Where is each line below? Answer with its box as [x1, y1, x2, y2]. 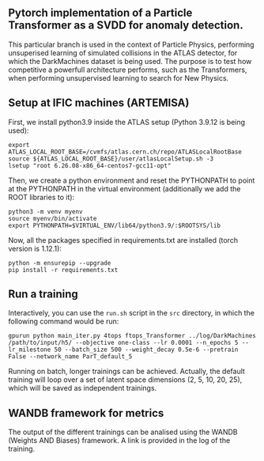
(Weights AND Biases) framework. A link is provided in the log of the [8, 436, 231, 445]
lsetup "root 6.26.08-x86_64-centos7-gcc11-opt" [8, 161, 172, 169]
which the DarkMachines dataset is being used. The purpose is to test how [8, 56, 252, 66]
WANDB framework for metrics [8, 406, 164, 420]
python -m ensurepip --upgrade [8, 259, 111, 267]
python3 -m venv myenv [8, 207, 83, 216]
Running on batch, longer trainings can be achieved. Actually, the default [8, 367, 245, 376]
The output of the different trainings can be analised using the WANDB [8, 427, 238, 437]
